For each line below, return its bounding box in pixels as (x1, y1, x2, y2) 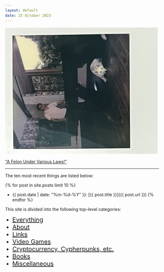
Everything (12, 216, 43, 224)
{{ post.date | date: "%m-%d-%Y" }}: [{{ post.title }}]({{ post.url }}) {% (12, 192, 154, 198)
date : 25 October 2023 (5, 13, 51, 18)
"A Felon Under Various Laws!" (5, 159, 67, 165)
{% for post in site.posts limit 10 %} (5, 182, 76, 188)
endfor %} (12, 197, 33, 203)
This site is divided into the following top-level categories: (5, 207, 121, 212)
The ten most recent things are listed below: (5, 173, 94, 179)
